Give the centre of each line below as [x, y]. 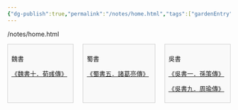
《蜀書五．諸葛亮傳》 [118, 73]
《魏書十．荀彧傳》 [39, 73]
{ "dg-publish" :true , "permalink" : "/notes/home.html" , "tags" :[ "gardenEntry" [120, 14]
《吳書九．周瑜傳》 [196, 88]
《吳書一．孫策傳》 [196, 73]
